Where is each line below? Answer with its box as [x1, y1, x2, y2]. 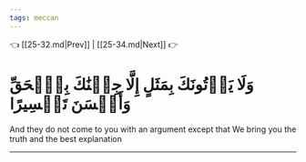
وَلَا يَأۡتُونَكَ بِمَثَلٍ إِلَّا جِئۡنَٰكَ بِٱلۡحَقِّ [9, 74, 254, 95]
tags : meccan [9, 13, 59, 23]
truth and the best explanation [9, 133, 123, 144]
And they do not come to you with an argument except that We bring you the [9, 124, 297, 135]
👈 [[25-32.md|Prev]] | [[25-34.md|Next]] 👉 [9, 38, 178, 50]
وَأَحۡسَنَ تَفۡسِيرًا [9, 93, 131, 114]
